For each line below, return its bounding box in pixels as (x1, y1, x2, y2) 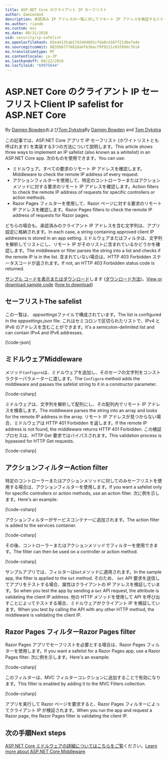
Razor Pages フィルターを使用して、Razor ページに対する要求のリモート (12, 200, 162, 206)
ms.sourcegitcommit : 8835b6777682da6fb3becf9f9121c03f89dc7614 (5, 44, 140, 49)
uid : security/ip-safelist (5, 35, 61, 40)
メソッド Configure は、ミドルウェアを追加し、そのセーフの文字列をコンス (5, 369, 156, 375)
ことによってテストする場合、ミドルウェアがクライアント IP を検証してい (9, 600, 160, 606)
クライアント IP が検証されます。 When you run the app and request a (9, 708, 152, 714)
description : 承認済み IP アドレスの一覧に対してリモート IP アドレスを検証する (5, 16, 156, 21)
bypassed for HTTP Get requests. (5, 438, 74, 444)
